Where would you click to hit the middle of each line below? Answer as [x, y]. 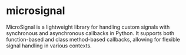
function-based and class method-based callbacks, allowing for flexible [93, 39]
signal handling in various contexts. [49, 46]
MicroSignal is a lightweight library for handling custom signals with [88, 27]
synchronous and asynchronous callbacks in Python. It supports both [90, 33]
